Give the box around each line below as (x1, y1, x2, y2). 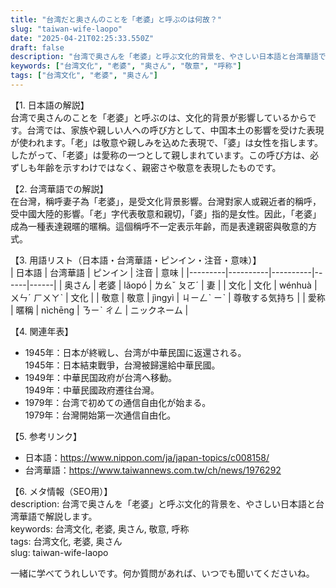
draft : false (10, 42, 65, 53)
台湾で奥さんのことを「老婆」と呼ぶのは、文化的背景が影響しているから (10, 111, 308, 123)
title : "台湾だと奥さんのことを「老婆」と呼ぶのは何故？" (10, 14, 222, 25)
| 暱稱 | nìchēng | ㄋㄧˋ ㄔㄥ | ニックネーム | (10, 304, 189, 316)
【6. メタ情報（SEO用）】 (10, 485, 113, 497)
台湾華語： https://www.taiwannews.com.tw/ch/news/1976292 (24, 464, 282, 476)
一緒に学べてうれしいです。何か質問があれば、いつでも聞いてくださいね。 (10, 567, 315, 579)
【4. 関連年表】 (10, 325, 74, 337)
